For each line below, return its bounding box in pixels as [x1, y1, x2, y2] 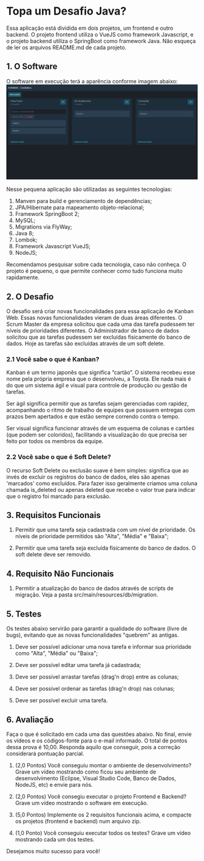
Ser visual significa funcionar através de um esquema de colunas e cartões [6, 424, 195, 432]
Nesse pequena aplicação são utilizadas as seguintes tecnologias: [6, 185, 172, 193]
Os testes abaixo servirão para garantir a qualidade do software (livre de [6, 625, 188, 632]
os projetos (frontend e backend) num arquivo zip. [15, 817, 141, 825]
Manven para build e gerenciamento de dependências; [15, 198, 152, 205]
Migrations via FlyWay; [15, 223, 72, 230]
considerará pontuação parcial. [6, 750, 84, 757]
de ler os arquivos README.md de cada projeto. [6, 44, 127, 51]
